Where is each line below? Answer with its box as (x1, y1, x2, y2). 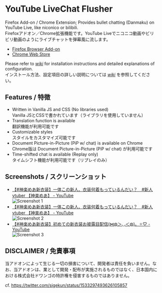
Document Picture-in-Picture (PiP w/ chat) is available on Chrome (12, 140, 143, 146)
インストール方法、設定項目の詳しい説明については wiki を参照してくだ (5, 71, 147, 77)
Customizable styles (12, 129, 53, 134)
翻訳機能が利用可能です (12, 123, 59, 129)
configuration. (5, 65, 33, 71)
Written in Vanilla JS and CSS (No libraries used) (12, 106, 109, 112)
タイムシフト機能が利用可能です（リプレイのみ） (12, 157, 110, 163)
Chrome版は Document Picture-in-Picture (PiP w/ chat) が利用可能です (12, 146, 153, 151)
